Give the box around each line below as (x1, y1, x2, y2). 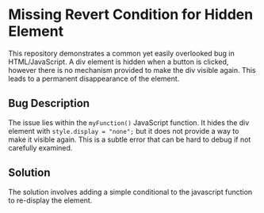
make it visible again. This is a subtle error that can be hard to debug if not (8, 135, 251, 144)
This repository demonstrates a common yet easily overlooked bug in (8, 48, 235, 58)
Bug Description (8, 97, 90, 110)
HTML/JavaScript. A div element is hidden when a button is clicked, (8, 57, 229, 67)
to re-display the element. (8, 196, 93, 205)
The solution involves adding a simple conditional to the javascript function (8, 187, 253, 196)
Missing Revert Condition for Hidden (8, 6, 254, 24)
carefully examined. (8, 143, 73, 152)
